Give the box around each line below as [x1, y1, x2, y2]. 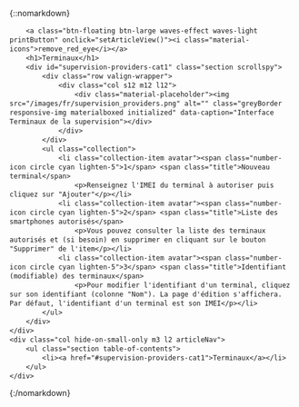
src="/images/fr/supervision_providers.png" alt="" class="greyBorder [9, 99, 283, 108]
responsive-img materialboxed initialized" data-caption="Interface [9, 108, 274, 117]
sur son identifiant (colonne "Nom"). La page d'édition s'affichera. [9, 290, 283, 299]
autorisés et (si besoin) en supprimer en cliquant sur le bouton [9, 235, 266, 244]
